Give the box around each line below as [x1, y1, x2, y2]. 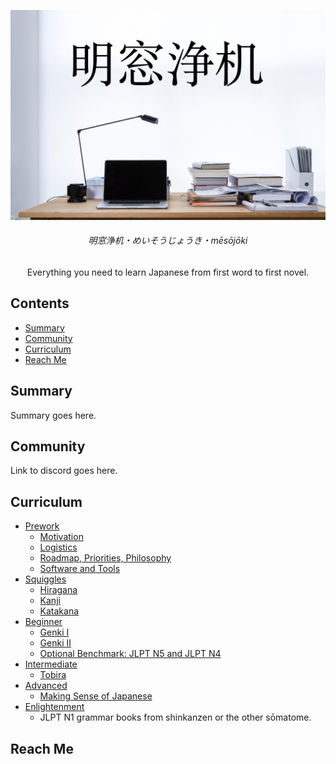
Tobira [39, 669, 67, 681]
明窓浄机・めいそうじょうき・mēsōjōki [88, 235, 248, 247]
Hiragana [39, 584, 78, 596]
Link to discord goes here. [10, 465, 118, 477]
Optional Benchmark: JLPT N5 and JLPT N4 [39, 648, 222, 660]
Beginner [24, 616, 63, 628]
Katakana [39, 605, 80, 617]
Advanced [24, 680, 68, 692]
